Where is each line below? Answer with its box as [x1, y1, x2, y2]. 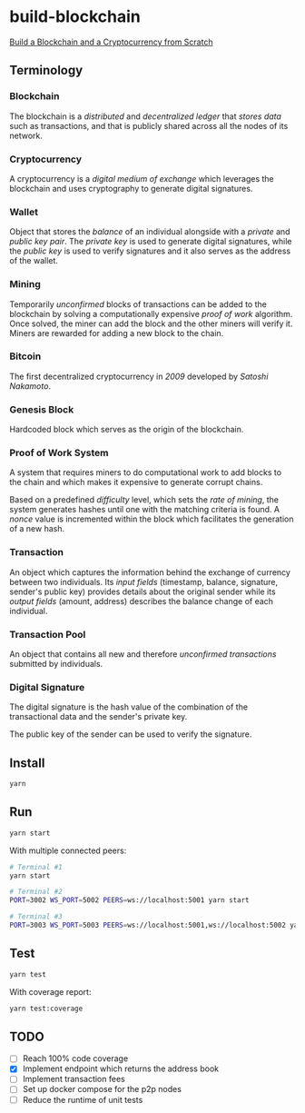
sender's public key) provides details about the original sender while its [9, 586, 276, 597]
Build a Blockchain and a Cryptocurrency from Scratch [9, 36, 213, 47]
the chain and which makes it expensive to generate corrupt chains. [9, 477, 263, 488]
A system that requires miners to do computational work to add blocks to [9, 467, 282, 478]
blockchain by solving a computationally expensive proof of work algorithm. [9, 308, 293, 319]
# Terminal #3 [9, 912, 64, 921]
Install [9, 755, 45, 770]
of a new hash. [9, 523, 65, 534]
